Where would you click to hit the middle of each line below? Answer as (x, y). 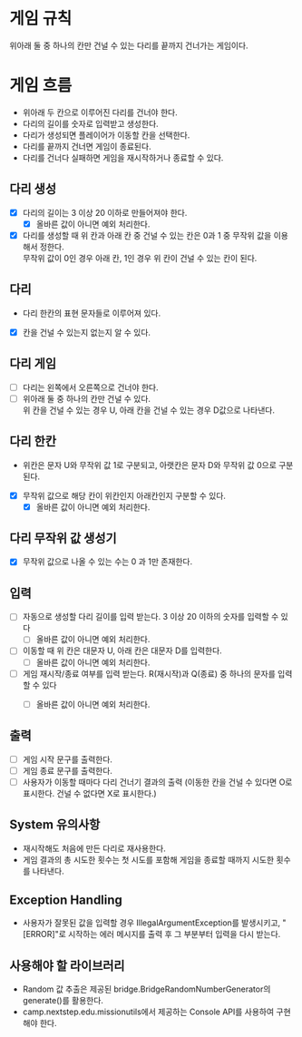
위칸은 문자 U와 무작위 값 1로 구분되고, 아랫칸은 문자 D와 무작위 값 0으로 (149, 465)
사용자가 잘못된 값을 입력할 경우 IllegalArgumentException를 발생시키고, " (155, 923)
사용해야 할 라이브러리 (67, 966)
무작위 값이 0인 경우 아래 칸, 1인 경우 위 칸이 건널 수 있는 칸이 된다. (140, 258)
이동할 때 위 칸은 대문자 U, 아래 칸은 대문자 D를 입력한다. (122, 651)
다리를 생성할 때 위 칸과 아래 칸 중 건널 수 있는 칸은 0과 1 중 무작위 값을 (147, 235)
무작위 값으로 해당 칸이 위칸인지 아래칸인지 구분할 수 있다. (124, 495)
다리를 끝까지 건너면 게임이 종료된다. (87, 146)
